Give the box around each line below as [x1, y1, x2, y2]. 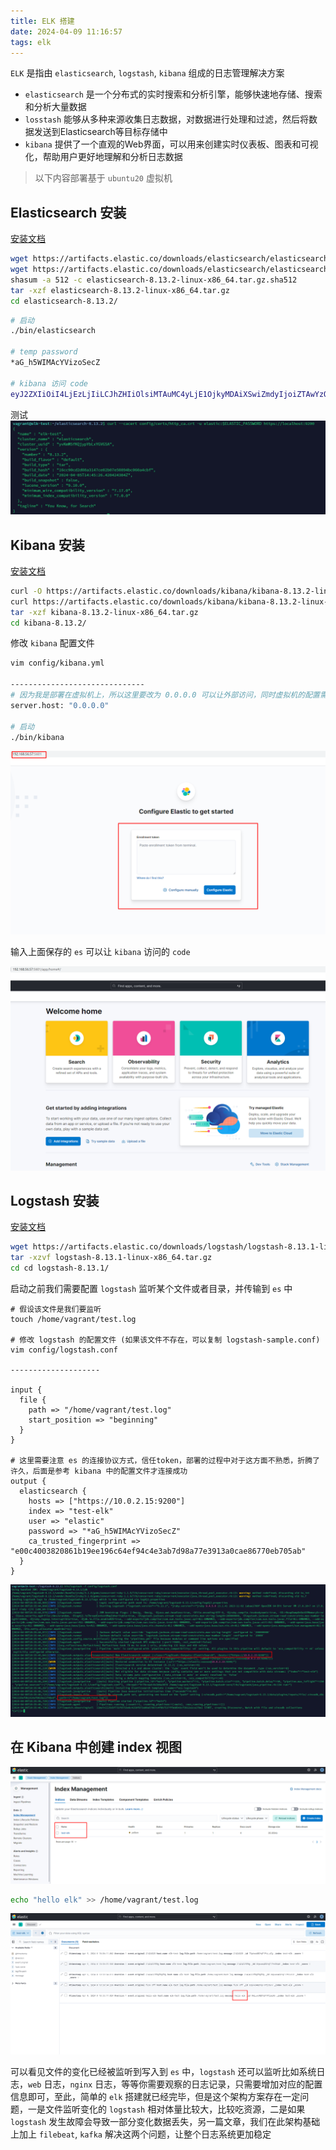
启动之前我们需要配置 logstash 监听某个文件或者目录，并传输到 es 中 [10, 1283, 293, 1295]
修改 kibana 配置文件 [10, 637, 95, 649]
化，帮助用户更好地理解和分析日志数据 [24, 151, 183, 163]
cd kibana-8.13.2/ [10, 618, 87, 628]
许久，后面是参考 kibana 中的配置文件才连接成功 [10, 1466, 188, 1477]
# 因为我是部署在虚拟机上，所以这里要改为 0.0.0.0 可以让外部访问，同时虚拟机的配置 [10, 690, 320, 700]
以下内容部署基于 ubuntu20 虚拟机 [34, 172, 173, 184]
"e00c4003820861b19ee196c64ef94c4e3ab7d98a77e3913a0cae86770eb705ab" [10, 1546, 307, 1557]
